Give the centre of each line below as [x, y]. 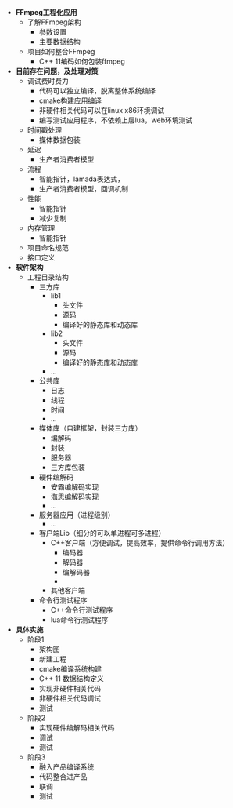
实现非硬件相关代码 [70, 688]
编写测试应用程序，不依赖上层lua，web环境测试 [116, 120]
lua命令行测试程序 [79, 620]
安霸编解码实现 [75, 487]
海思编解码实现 [75, 497]
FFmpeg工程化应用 [46, 12]
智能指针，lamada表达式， [82, 179]
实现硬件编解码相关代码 [77, 728]
